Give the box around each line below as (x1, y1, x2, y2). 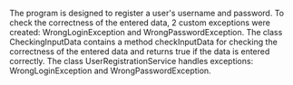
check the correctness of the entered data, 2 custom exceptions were (9, 17, 270, 28)
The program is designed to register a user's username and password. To (9, 8, 285, 18)
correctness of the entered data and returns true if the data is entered (9, 46, 270, 57)
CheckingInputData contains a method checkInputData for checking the (9, 36, 278, 47)
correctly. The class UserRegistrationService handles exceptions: (9, 56, 254, 66)
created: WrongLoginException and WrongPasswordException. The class (9, 27, 283, 37)
